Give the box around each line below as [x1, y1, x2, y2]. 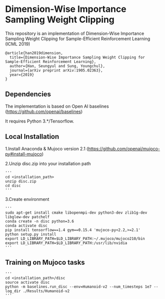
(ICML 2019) [5, 41, 31, 47]
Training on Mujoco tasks [5, 258, 85, 266]
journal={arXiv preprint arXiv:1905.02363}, [9, 68, 103, 73]
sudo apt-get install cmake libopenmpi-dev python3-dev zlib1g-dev [5, 210, 148, 215]
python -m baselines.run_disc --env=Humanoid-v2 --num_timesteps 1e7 [5, 284, 152, 290]
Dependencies [5, 90, 51, 99]
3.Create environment [5, 196, 50, 202]
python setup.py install [5, 232, 56, 237]
